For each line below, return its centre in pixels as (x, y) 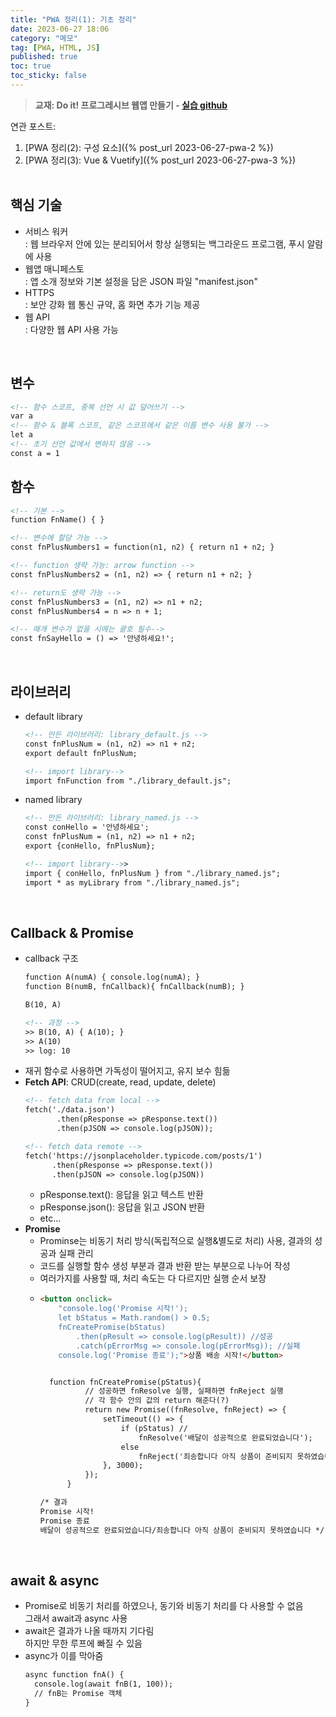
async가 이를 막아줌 (64, 1656)
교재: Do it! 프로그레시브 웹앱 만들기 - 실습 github (131, 105)
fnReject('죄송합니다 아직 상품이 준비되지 (215, 1456)
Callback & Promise (72, 932)
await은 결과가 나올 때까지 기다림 (89, 1631)
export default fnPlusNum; (81, 753)
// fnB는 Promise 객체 (78, 1694)
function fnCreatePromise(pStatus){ (125, 1382)
